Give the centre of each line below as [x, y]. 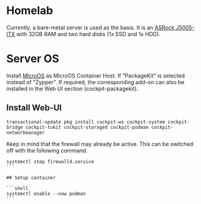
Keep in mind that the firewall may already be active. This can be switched [100, 144]
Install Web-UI [34, 108]
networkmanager [26, 133]
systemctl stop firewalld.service [50, 162]
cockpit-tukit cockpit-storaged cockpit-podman [87, 127]
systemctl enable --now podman [46, 194]
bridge [15, 127]
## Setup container [31, 178]
